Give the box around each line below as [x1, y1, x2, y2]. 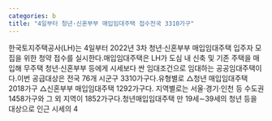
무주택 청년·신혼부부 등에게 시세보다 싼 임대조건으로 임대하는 [23, 63, 215, 73]
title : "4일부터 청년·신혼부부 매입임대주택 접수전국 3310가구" [8, 19, 195, 28]
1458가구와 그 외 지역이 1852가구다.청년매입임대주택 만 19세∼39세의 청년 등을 [8, 93, 257, 103]
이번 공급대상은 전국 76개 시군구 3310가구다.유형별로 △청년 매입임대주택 [16, 73, 248, 83]
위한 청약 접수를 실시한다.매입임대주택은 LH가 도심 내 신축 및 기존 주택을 [23, 53, 252, 63]
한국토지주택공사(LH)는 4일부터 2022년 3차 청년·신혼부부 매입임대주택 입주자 [8, 42, 253, 53]
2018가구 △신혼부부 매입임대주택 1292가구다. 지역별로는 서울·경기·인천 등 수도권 [8, 83, 265, 93]
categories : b [8, 11, 57, 20]
